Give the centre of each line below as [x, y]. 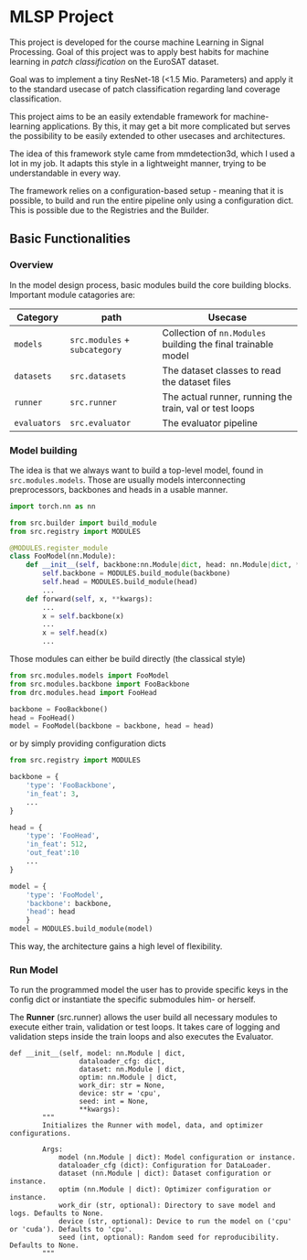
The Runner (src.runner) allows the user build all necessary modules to [143, 1018]
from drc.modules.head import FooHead [83, 692]
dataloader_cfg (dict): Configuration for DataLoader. [165, 1166]
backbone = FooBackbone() [58, 709]
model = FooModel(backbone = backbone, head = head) [112, 726]
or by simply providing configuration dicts [88, 743]
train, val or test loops [209, 408]
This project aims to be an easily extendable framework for [120, 116]
